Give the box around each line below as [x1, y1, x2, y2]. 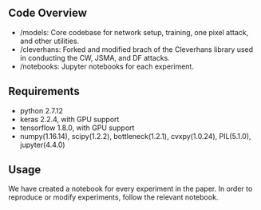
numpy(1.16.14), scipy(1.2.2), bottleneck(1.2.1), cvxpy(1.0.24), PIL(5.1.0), [19, 131, 251, 141]
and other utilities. [19, 36, 80, 46]
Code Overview [8, 6, 88, 20]
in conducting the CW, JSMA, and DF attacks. [19, 53, 170, 62]
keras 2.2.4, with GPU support [19, 114, 120, 124]
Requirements [8, 85, 80, 98]
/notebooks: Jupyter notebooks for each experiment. [19, 61, 194, 71]
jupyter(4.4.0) [19, 140, 65, 149]
